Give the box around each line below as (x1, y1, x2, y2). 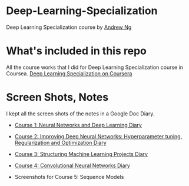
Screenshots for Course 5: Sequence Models (14, 173, 124, 180)
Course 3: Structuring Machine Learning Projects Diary (14, 150, 148, 157)
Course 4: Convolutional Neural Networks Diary (14, 162, 131, 169)
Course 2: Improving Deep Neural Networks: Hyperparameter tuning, (14, 132, 183, 139)
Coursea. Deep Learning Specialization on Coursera (6, 69, 132, 77)
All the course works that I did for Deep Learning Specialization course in (6, 64, 184, 71)
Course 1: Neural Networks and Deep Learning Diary (14, 121, 142, 128)
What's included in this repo (6, 44, 147, 58)
